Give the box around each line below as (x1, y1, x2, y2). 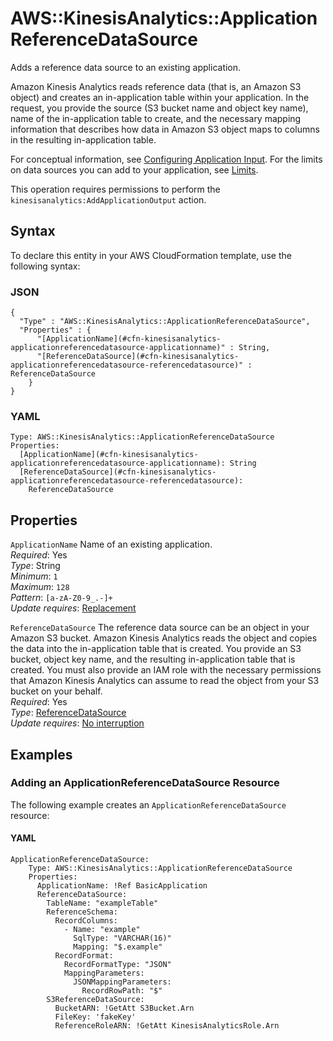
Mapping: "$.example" (73, 942, 163, 952)
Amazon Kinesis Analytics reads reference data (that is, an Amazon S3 (10, 80, 302, 92)
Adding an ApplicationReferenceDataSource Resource (10, 776, 280, 790)
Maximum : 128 (10, 581, 70, 593)
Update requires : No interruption (10, 717, 145, 729)
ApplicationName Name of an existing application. (10, 538, 213, 551)
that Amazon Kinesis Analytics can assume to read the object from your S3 (10, 675, 320, 687)
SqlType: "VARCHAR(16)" (73, 933, 172, 944)
